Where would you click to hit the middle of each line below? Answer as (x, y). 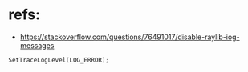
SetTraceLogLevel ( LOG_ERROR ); (59, 60)
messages (37, 45)
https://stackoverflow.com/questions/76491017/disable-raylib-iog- (130, 37)
